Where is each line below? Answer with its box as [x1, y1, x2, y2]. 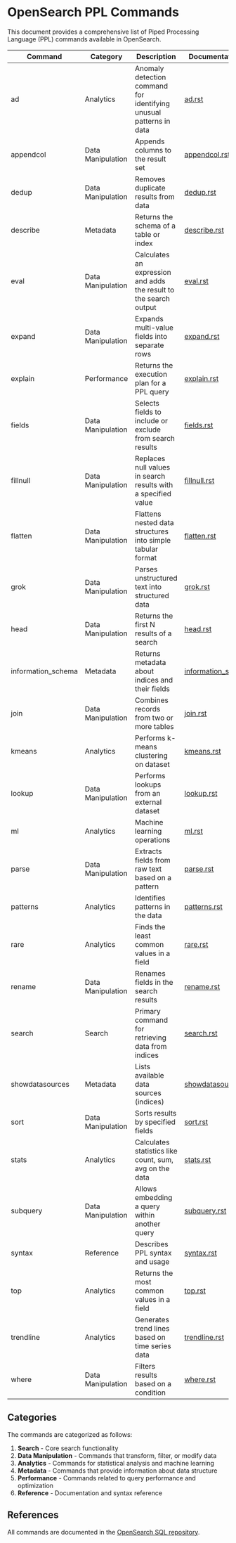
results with [134, 479, 173, 489]
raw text [134, 864, 162, 874]
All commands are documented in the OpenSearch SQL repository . [7, 1528, 200, 1536]
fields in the [134, 977, 173, 987]
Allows [134, 1184, 157, 1194]
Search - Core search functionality [17, 1444, 119, 1452]
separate [134, 340, 164, 350]
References [7, 1509, 59, 1521]
